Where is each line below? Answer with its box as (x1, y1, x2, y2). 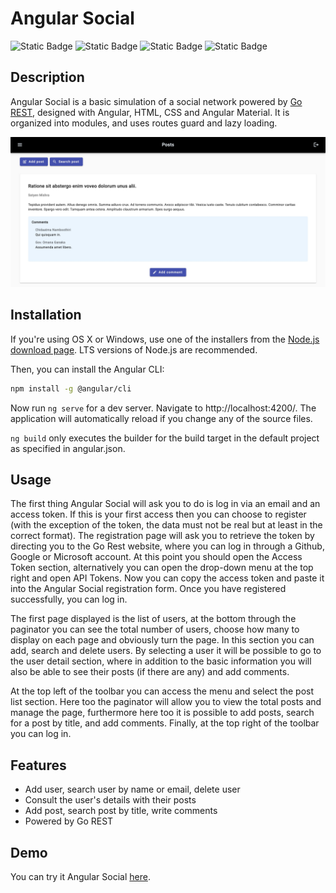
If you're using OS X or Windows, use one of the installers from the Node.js (10, 333, 320, 345)
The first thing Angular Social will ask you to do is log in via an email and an (10, 498, 321, 510)
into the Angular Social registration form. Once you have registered (10, 583, 287, 595)
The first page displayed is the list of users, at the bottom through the (10, 613, 297, 625)
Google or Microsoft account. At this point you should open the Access (10, 551, 303, 563)
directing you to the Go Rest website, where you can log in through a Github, (10, 540, 325, 552)
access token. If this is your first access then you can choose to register (10, 508, 307, 521)
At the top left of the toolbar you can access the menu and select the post (10, 685, 315, 697)
